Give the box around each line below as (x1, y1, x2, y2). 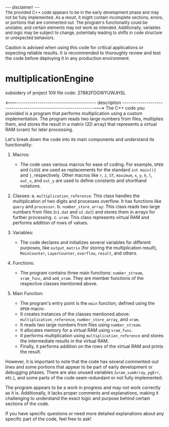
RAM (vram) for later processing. (5, 126, 74, 132)
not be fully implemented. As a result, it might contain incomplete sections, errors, (5, 15, 163, 20)
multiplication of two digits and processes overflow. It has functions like (12, 198, 161, 204)
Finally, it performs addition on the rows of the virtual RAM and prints (20, 343, 163, 349)
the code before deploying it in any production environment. (5, 55, 130, 61)
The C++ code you (105, 104, 145, 111)
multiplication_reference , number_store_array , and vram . (20, 316, 140, 322)
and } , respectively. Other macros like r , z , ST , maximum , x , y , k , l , (20, 172, 153, 178)
